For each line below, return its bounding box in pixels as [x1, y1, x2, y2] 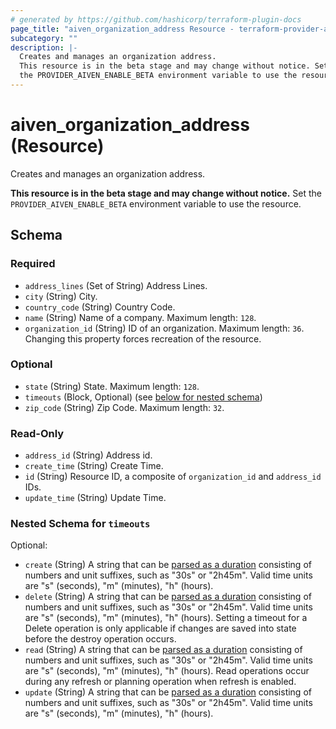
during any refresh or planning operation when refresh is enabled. [24, 676, 297, 688]
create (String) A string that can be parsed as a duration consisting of [24, 559, 312, 571]
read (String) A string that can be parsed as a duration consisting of [24, 644, 303, 656]
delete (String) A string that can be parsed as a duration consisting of [24, 591, 312, 603]
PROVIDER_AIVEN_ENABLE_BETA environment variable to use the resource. [10, 197, 302, 210]
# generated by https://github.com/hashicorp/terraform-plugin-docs [10, 14, 302, 25]
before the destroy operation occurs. [24, 633, 177, 645]
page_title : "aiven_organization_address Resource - [10, 24, 235, 34]
